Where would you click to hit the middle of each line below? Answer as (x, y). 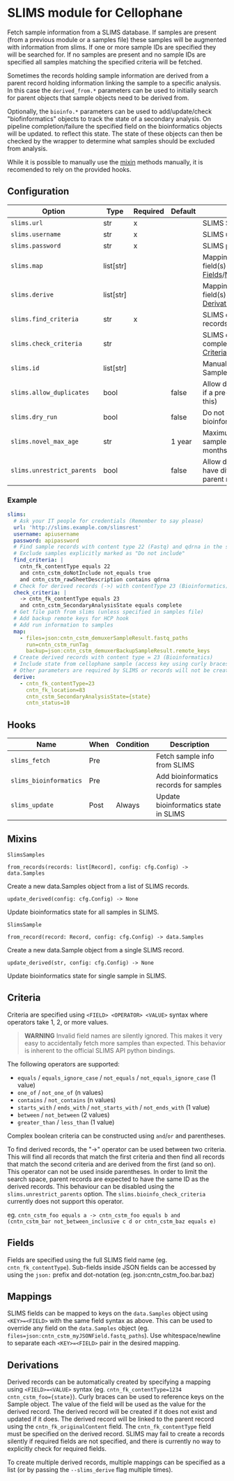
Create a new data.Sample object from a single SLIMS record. (96, 950)
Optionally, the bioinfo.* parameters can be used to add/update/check (110, 111)
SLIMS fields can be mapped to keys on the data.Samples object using (108, 1313)
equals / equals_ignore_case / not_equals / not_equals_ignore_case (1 (116, 1078)
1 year (181, 441)
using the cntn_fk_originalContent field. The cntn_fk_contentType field (109, 1426)
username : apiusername (46, 534)
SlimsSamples (26, 854)
